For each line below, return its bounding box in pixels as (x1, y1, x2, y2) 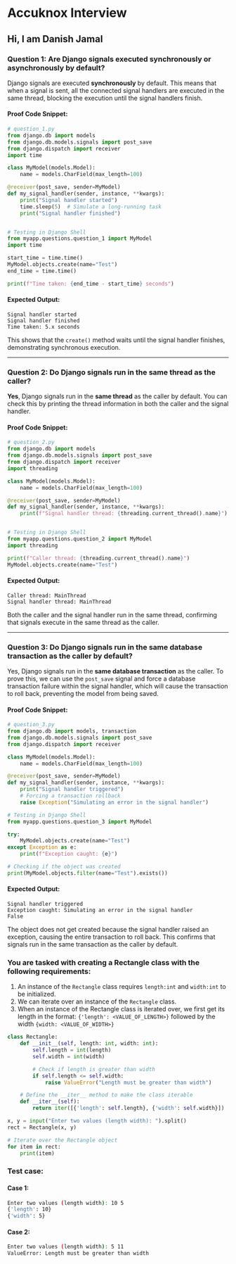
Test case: (7, 1166, 44, 1176)
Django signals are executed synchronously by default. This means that (7, 79, 216, 87)
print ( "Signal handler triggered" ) (20, 786, 124, 793)
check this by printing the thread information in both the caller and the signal (7, 400, 229, 408)
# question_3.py (7, 721, 55, 728)
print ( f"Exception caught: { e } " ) (20, 850, 118, 858)
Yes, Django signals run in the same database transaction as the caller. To (7, 667, 223, 676)
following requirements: (7, 966, 91, 976)
